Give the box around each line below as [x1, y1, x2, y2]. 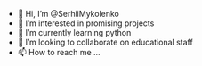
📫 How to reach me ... [17, 47, 101, 57]
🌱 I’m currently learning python [17, 28, 132, 37]
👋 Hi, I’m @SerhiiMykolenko [17, 9, 120, 19]
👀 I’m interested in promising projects [17, 18, 155, 29]
